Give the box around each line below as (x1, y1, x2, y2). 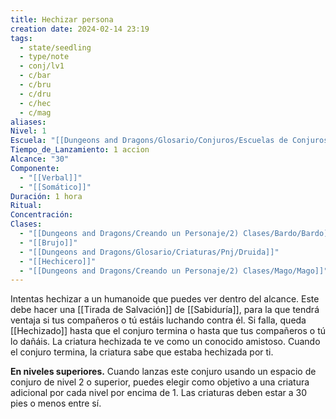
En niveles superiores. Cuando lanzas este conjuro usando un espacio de (10, 366, 317, 378)
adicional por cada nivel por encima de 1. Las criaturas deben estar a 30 (10, 387, 308, 399)
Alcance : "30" (10, 154, 70, 164)
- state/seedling (19, 42, 92, 53)
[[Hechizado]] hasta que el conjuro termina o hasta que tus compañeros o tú (10, 325, 326, 337)
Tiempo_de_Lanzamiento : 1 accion (10, 145, 150, 155)
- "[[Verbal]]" (19, 172, 83, 183)
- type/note (19, 52, 70, 62)
